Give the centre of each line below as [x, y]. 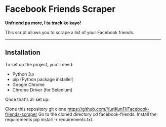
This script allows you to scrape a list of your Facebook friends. [70, 32]
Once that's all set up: [27, 99]
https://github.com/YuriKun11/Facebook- [108, 109]
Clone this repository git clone [36, 109]
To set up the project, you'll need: [39, 64]
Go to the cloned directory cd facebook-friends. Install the [98, 114]
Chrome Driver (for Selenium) [42, 89]
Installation [23, 53]
